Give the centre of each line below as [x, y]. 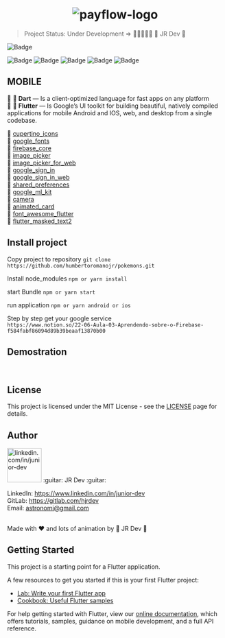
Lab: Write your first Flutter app [61, 593]
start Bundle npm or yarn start [51, 292]
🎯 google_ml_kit [29, 191]
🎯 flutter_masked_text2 [39, 221]
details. [17, 414]
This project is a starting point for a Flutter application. [84, 567]
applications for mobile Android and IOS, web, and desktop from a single [110, 113]
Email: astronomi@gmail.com [48, 508]
